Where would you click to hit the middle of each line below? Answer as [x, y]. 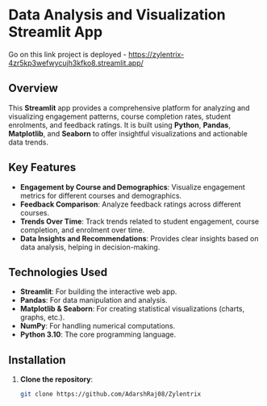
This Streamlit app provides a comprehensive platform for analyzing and [129, 107]
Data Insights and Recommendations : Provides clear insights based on [140, 238]
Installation [37, 360]
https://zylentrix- [156, 54]
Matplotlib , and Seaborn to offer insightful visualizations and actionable [128, 133]
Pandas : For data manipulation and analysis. [94, 300]
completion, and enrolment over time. [82, 230]
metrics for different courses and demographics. [101, 195]
